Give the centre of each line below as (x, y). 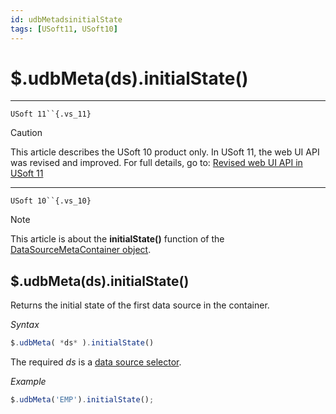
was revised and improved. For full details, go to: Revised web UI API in (156, 163)
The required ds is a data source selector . (96, 362)
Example (28, 382)
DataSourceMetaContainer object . (81, 250)
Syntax (25, 325)
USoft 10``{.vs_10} (51, 201)
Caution (26, 133)
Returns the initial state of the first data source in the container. (140, 305)
